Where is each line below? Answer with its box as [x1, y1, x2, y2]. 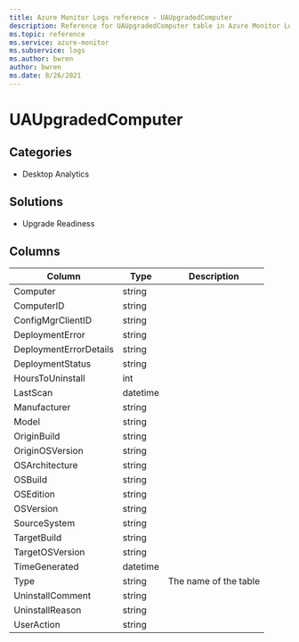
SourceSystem [13, 517, 76, 530]
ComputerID [13, 300, 65, 312]
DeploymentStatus [13, 358, 92, 370]
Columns [9, 243, 61, 259]
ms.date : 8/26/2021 [9, 71, 82, 80]
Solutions [9, 194, 64, 210]
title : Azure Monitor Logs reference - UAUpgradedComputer [9, 12, 233, 22]
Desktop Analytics [21, 169, 90, 179]
